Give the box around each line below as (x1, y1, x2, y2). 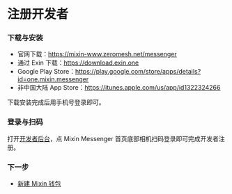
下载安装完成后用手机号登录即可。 (7, 98, 105, 106)
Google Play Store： (17, 67, 75, 76)
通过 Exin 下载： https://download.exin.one (17, 58, 139, 67)
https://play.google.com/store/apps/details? (75, 67, 201, 76)
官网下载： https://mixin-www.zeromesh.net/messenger (17, 50, 178, 58)
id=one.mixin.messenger (17, 75, 89, 83)
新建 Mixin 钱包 (17, 179, 61, 188)
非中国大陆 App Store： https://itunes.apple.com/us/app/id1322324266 (17, 83, 221, 92)
